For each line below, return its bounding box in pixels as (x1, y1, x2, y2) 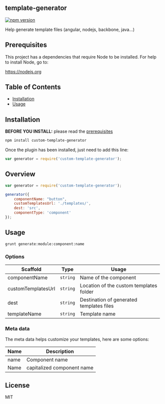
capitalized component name (26, 364, 94, 371)
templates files (80, 302, 114, 309)
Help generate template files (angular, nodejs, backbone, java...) (5, 27, 135, 32)
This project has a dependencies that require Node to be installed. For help (5, 54, 157, 60)
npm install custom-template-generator (5, 138, 87, 143)
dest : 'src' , (14, 206, 41, 211)
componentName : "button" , (14, 196, 67, 201)
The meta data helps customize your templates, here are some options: (5, 337, 149, 342)
